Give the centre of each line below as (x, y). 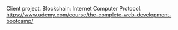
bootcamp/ (20, 21)
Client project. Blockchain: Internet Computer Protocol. (74, 9)
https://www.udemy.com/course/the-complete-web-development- (89, 15)
